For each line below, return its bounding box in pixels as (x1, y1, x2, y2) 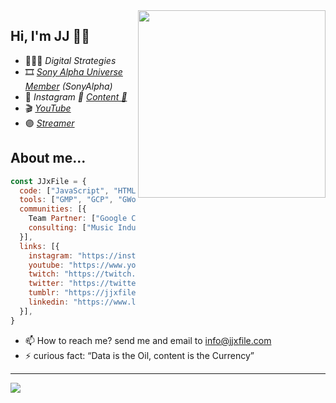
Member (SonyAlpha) (24, 80, 113, 92)
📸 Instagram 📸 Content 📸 (24, 90, 128, 103)
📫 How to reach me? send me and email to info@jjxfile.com (24, 334, 272, 346)
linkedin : (28, 297, 70, 307)
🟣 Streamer (24, 117, 75, 129)
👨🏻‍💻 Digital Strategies (24, 54, 117, 66)
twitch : (28, 269, 60, 279)
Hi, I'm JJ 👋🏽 (10, 28, 90, 45)
